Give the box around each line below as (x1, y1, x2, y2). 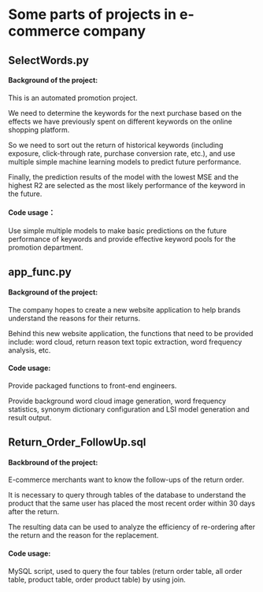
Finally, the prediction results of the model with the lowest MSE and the (8, 172, 239, 182)
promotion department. (8, 242, 83, 252)
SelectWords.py (8, 54, 89, 67)
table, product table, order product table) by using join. (8, 575, 187, 584)
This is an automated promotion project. (8, 93, 138, 102)
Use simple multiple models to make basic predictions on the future (8, 226, 227, 235)
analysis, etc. (8, 345, 51, 355)
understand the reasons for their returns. (8, 313, 141, 323)
